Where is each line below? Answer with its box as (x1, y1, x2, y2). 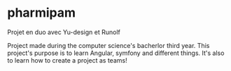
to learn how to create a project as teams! (7, 56, 127, 64)
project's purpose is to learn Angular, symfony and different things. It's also (7, 49, 225, 57)
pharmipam (7, 5, 76, 21)
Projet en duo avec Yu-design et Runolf (7, 28, 120, 36)
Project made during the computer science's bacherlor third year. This (7, 41, 210, 49)
